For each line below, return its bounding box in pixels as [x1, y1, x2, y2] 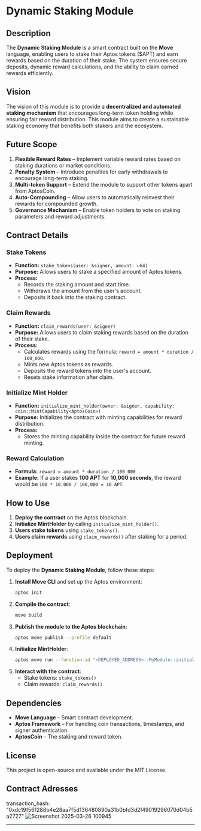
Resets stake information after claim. [23, 373, 114, 381]
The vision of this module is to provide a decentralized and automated [6, 103, 181, 110]
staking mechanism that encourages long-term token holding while [6, 109, 173, 116]
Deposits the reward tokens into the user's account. [23, 367, 151, 374]
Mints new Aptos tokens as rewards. [23, 360, 114, 367]
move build [14, 612, 42, 618]
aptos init [14, 590, 42, 596]
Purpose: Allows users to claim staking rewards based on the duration [14, 328, 188, 336]
